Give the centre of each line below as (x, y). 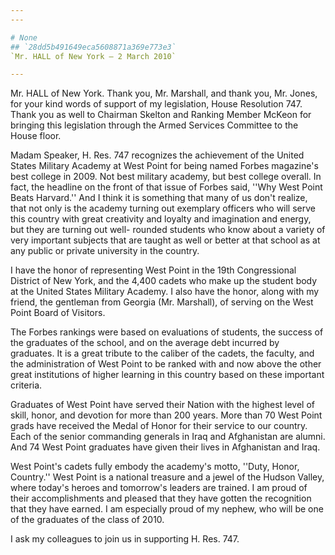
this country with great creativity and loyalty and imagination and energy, (161, 219)
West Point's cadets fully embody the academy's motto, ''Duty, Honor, (155, 467)
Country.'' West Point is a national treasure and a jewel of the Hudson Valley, (167, 477)
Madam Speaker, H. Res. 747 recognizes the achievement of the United (157, 155)
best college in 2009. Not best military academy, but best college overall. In (166, 177)
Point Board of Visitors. (58, 313)
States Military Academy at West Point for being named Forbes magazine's (164, 166)
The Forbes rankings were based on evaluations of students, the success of (167, 332)
